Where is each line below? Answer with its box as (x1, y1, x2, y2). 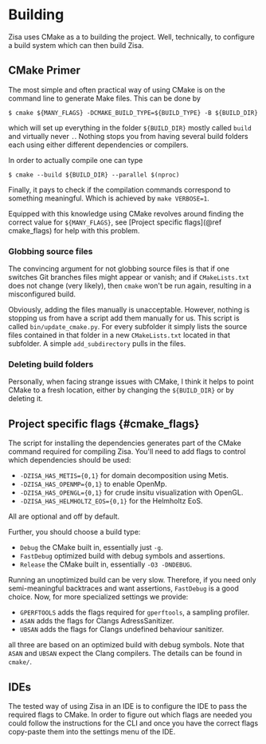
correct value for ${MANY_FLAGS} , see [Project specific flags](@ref (8, 217, 222, 227)
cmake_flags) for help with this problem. (8, 225, 140, 235)
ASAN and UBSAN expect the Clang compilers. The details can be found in (8, 649, 243, 658)
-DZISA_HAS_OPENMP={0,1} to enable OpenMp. (19, 479, 167, 489)
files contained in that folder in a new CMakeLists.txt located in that (8, 330, 231, 340)
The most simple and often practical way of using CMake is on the (8, 85, 225, 94)
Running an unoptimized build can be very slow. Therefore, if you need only (8, 575, 256, 585)
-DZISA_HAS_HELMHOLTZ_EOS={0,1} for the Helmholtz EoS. (19, 496, 203, 506)
